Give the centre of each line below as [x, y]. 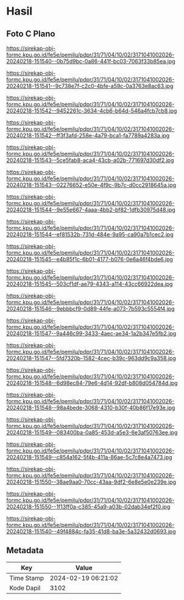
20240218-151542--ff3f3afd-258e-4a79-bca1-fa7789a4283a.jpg [88, 136]
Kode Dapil [25, 588]
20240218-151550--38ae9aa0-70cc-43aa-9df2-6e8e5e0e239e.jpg [91, 482]
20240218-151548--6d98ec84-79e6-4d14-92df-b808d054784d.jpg [92, 383]
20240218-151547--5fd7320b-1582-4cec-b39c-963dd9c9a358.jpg [91, 358]
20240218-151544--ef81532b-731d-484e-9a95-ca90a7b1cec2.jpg [90, 235]
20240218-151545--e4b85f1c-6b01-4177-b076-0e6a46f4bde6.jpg [90, 259]
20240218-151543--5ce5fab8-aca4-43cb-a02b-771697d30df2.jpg [90, 160]
